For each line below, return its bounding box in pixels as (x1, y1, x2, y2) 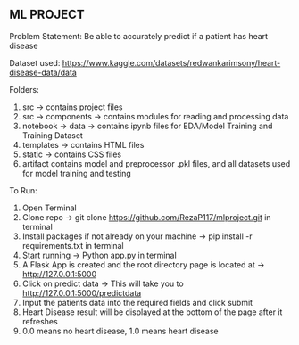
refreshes (21, 316, 58, 326)
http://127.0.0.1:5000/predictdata (21, 287, 142, 298)
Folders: (9, 84, 39, 94)
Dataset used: (9, 57, 61, 68)
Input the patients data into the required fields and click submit (21, 297, 253, 308)
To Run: (9, 185, 37, 195)
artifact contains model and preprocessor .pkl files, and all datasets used (21, 158, 291, 168)
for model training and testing (21, 168, 131, 178)
